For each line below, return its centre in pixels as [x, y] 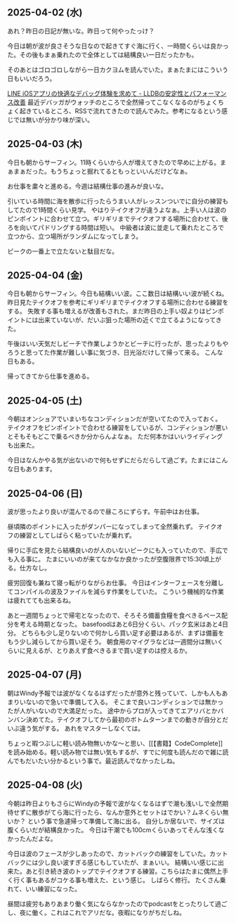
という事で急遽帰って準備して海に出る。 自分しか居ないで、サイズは [126, 821]
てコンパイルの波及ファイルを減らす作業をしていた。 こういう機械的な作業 [116, 592]
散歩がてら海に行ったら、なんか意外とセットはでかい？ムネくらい [127, 812]
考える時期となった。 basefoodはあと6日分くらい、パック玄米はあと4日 [124, 624]
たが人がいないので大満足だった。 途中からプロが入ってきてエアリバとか [112, 711]
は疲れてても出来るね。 [41, 601]
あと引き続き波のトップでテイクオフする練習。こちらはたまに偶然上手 [127, 871]
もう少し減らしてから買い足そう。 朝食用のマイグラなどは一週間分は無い [112, 642]
